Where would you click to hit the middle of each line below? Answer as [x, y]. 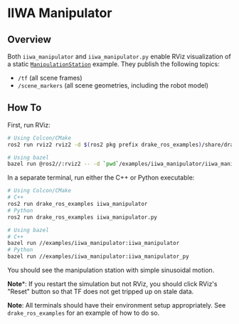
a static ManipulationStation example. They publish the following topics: [114, 64]
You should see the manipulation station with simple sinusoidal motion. [111, 270]
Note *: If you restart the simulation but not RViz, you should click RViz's [112, 284]
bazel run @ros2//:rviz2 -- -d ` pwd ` [63, 164]
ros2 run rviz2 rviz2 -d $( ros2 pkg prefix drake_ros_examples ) [105, 145]
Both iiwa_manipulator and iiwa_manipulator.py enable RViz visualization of [119, 56]
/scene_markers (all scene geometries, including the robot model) [113, 85]
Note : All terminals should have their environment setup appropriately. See [117, 305]
